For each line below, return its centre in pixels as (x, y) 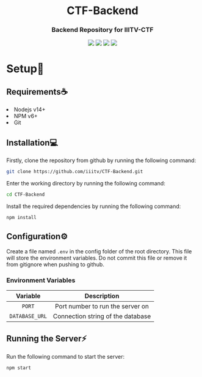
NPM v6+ (26, 116)
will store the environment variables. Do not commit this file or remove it (97, 258)
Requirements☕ (37, 92)
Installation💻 (32, 142)
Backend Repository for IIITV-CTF (103, 30)
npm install (21, 218)
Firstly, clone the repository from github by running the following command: (101, 160)
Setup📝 (25, 69)
